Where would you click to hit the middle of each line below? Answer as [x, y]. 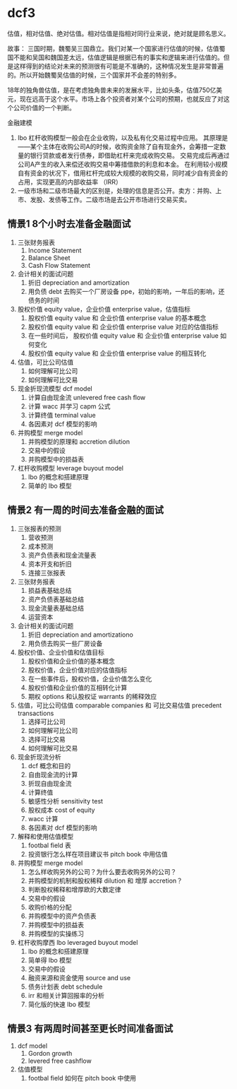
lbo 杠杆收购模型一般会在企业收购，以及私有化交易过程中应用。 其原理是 [123, 137]
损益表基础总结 [50, 590]
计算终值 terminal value [62, 415]
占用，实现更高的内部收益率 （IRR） [69, 182]
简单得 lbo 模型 [50, 960]
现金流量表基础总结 [56, 608]
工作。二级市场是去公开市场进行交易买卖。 [129, 199]
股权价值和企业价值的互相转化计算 [78, 688]
